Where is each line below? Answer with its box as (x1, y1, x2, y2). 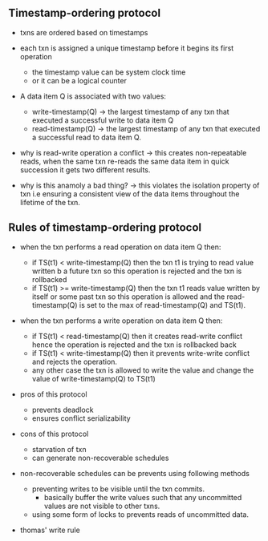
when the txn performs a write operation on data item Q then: (19, 316, 223, 325)
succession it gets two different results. (19, 164, 151, 175)
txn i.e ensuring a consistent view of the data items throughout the (19, 188, 240, 199)
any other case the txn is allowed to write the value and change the (31, 365, 254, 375)
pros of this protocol (19, 389, 87, 399)
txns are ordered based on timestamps (19, 27, 148, 37)
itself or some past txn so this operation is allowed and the (31, 292, 225, 301)
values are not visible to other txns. (43, 501, 160, 511)
